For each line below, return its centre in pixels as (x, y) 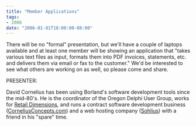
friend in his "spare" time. (37, 117)
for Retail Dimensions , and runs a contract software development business (96, 105)
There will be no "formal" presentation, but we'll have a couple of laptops (94, 45)
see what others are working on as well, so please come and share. (87, 69)
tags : (13, 17)
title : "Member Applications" (43, 11)
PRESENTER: (22, 81)
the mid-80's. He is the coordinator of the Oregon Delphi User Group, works (98, 98)
